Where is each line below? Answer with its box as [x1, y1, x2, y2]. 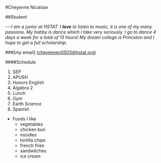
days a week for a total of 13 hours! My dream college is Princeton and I [5, 35, 154, 40]
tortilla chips [20, 137, 46, 143]
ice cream [20, 153, 41, 159]
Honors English [12, 80, 44, 85]
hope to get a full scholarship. [5, 40, 67, 46]
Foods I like [12, 116, 37, 122]
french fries [20, 142, 44, 148]
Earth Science [12, 101, 42, 107]
